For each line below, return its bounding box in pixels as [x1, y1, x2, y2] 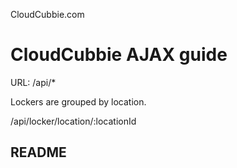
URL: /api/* [10, 76, 57, 88]
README [10, 144, 67, 161]
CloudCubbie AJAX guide [10, 44, 228, 66]
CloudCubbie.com [10, 9, 85, 20]
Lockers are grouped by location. [10, 95, 147, 108]
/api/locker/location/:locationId [10, 115, 137, 127]
